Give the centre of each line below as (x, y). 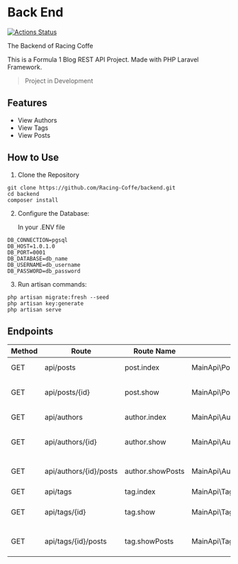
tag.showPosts (149, 541)
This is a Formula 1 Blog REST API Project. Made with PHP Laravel (103, 59)
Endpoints (30, 331)
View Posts (34, 135)
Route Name (155, 351)
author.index (145, 417)
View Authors (38, 120)
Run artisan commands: (52, 284)
